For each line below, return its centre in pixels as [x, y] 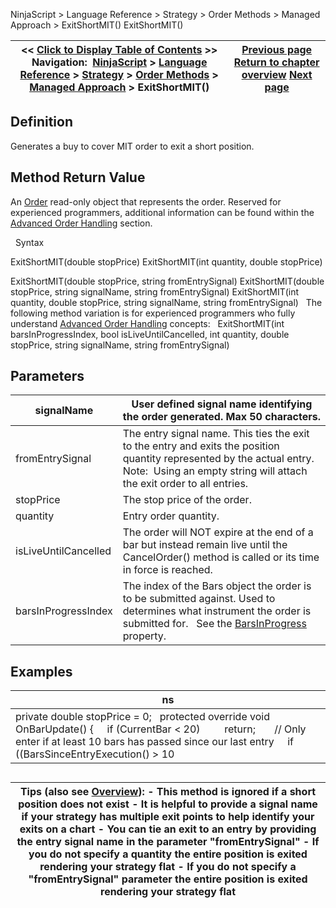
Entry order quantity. [171, 516]
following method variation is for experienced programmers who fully [153, 313]
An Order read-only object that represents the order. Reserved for [146, 201]
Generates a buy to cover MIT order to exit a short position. [132, 146]
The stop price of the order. [187, 500]
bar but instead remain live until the [205, 545]
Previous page [277, 49]
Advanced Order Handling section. [81, 223]
